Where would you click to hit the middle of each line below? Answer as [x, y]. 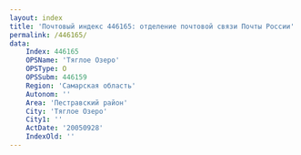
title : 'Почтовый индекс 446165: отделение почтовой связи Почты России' [152, 26]
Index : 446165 [52, 52]
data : [20, 43]
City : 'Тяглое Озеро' [66, 111]
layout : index [36, 18]
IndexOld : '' [50, 137]
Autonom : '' [48, 94]
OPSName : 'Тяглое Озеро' [73, 60]
